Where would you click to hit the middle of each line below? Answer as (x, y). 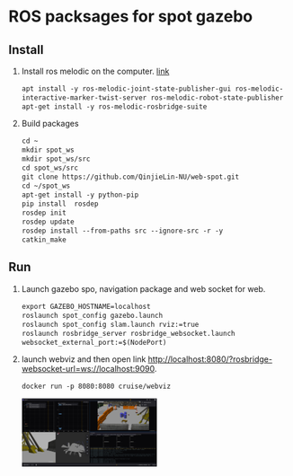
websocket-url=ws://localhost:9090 (88, 368)
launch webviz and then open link (84, 359)
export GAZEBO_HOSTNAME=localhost (86, 306)
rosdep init (44, 213)
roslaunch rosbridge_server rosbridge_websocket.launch (128, 333)
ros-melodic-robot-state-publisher (217, 98)
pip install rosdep (60, 204)
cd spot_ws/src (50, 168)
